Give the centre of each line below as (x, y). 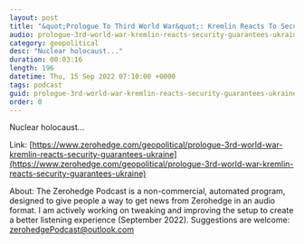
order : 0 (26, 102)
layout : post (34, 18)
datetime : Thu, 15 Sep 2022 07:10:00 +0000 (93, 77)
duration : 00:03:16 (46, 60)
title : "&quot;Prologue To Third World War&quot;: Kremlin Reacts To (143, 26)
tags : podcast (36, 85)
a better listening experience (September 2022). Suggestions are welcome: (150, 220)
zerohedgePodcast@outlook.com (72, 230)
